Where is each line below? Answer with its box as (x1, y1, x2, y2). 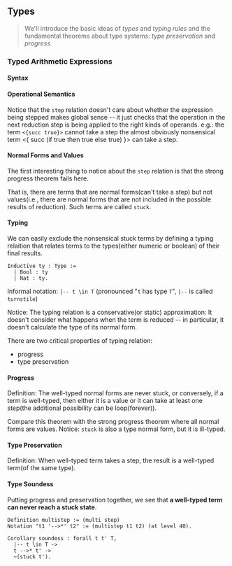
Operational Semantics (7, 90, 75, 98)
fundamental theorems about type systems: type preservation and (24, 31, 216, 40)
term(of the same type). (7, 464, 75, 472)
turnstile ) (7, 294, 38, 303)
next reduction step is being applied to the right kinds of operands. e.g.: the (7, 120, 225, 129)
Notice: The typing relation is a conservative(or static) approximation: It (7, 308, 212, 316)
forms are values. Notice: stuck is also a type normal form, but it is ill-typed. (7, 425, 226, 433)
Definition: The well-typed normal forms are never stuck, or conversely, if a (7, 389, 224, 397)
